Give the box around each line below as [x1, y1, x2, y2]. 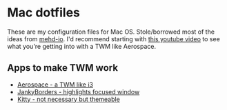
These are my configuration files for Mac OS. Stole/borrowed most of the [7, 27, 215, 36]
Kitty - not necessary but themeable [17, 95, 121, 103]
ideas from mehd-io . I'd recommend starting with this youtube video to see [7, 34, 221, 43]
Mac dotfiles [7, 5, 81, 21]
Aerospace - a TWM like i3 [17, 80, 93, 89]
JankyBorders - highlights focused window [17, 87, 140, 96]
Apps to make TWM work [7, 62, 119, 74]
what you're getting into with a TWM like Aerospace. [7, 42, 157, 50]
